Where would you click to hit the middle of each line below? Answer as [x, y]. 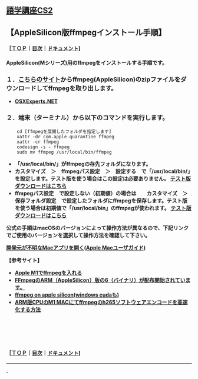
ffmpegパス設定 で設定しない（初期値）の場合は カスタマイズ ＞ [101, 193]
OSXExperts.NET [36, 101]
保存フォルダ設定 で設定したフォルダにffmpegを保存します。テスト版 [101, 200]
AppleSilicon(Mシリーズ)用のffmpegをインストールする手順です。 [87, 62]
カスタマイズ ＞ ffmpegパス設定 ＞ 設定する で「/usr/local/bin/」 [102, 171]
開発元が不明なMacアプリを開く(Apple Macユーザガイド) [76, 247]
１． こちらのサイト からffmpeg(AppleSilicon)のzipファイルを [93, 79]
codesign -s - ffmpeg [43, 147]
